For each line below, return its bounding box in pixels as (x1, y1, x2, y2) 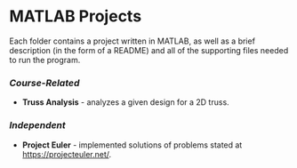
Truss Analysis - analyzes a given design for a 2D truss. (21, 97, 229, 108)
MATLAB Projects (9, 6, 142, 27)
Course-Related (9, 76, 80, 89)
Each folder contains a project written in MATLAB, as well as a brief (9, 36, 256, 46)
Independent (9, 119, 67, 132)
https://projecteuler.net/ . (21, 148, 112, 159)
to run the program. (9, 54, 81, 65)
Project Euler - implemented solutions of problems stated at (21, 140, 243, 150)
